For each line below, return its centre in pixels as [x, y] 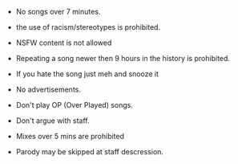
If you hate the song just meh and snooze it [87, 74]
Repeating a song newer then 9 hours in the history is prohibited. [123, 58]
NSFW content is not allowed [64, 43]
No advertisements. [48, 89]
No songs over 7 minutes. [58, 12]
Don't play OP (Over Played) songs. [75, 105]
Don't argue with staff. [52, 121]
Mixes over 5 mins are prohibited [70, 136]
